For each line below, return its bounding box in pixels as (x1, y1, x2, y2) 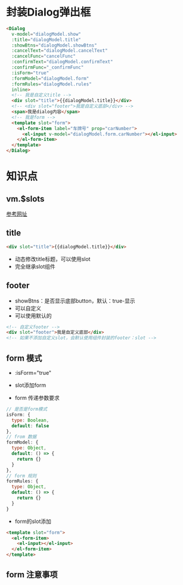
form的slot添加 (14, 518, 52, 525)
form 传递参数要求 (14, 395, 60, 401)
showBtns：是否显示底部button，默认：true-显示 (14, 297, 135, 304)
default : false (11, 423, 49, 429)
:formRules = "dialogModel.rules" (11, 81, 92, 87)
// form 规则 (6, 473, 37, 479)
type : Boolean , (11, 417, 49, 423)
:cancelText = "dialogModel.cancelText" (11, 48, 108, 54)
